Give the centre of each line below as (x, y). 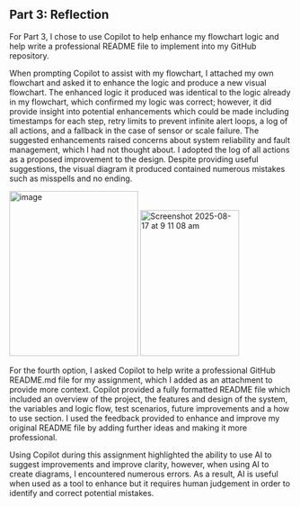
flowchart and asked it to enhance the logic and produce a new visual (138, 82)
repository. (29, 55)
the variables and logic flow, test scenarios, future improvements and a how (150, 408)
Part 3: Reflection (59, 15)
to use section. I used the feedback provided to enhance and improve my (145, 418)
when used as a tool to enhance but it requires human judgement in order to (150, 483)
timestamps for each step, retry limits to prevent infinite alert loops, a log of (149, 121)
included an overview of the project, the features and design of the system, (149, 399)
